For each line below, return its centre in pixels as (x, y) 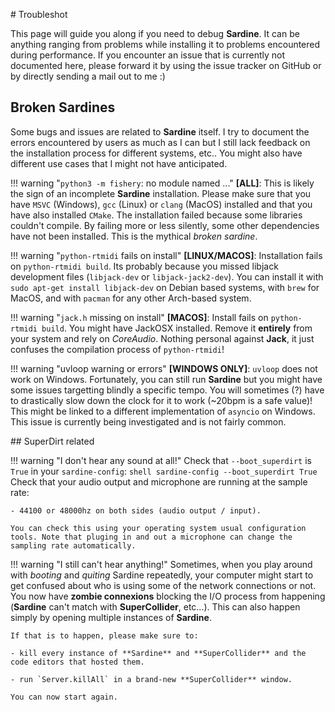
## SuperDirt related (52, 441)
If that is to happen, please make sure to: (104, 635)
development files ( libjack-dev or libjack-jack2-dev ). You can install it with (167, 276)
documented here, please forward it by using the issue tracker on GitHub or (166, 65)
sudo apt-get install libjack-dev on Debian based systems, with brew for (165, 287)
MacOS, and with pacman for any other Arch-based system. (131, 298)
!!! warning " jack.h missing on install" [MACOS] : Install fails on (139, 317)
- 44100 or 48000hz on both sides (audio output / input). (136, 510)
